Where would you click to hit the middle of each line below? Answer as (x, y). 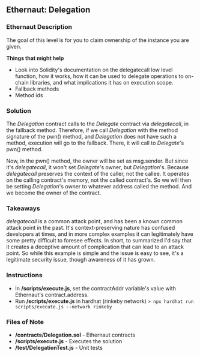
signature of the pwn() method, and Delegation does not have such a (92, 136)
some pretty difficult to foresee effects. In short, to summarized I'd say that (99, 241)
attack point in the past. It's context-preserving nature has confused (91, 228)
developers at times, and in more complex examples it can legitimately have (100, 234)
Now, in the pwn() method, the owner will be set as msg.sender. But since (97, 161)
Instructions (25, 275)
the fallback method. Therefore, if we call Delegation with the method (92, 130)
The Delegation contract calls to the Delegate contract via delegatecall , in (98, 124)
